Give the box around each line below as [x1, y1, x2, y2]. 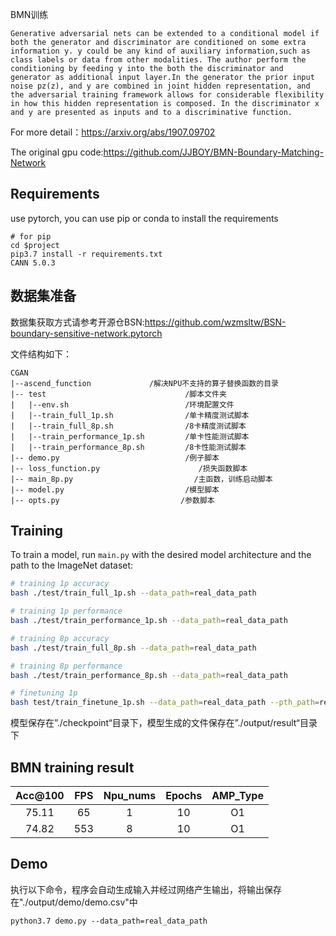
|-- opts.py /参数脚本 [10, 495, 215, 505]
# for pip [10, 231, 52, 242]
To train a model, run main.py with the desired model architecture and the [10, 549, 312, 561]
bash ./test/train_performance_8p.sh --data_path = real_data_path [10, 670, 288, 680]
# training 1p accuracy [10, 579, 110, 589]
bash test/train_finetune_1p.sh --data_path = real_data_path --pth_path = [10, 698, 320, 708]
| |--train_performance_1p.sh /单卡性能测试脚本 [10, 431, 250, 442]
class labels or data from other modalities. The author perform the [10, 55, 307, 65]
